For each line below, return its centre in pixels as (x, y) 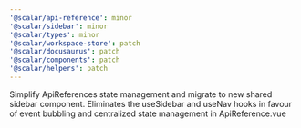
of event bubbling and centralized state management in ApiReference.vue (148, 113)
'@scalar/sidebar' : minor (58, 26)
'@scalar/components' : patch (65, 60)
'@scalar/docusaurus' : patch (65, 52)
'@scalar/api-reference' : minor (71, 18)
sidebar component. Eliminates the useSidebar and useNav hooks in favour (151, 103)
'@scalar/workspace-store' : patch (75, 43)
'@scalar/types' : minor (55, 34)
